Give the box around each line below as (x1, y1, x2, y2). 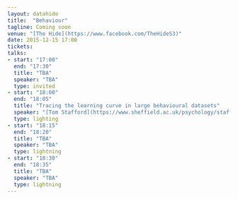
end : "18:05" (13, 96, 52, 103)
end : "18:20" (13, 128, 52, 135)
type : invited (13, 83, 55, 90)
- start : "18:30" (7, 155, 59, 162)
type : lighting (13, 115, 59, 122)
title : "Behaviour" (7, 17, 69, 24)
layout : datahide (7, 10, 59, 18)
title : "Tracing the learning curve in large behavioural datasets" (13, 102, 220, 109)
